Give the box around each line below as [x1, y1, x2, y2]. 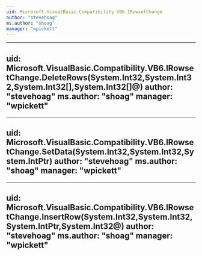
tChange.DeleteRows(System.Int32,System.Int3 [6, 72, 192, 83]
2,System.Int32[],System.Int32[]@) [6, 82, 143, 92]
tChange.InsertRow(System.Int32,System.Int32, [6, 212, 193, 222]
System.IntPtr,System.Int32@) [6, 221, 124, 232]
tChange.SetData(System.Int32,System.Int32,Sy [6, 147, 194, 157]
